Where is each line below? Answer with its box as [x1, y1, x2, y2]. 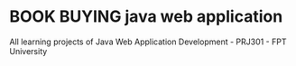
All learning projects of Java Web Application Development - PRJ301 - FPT [9, 36, 287, 47]
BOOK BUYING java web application [9, 6, 283, 27]
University [9, 45, 48, 56]
